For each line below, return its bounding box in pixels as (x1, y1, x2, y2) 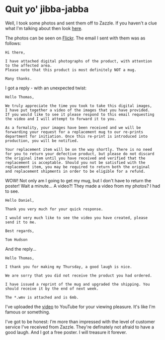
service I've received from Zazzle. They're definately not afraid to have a (5, 324, 154, 330)
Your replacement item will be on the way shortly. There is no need (5, 147, 153, 152)
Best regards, (5, 228, 35, 233)
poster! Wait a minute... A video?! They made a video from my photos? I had (5, 183, 161, 189)
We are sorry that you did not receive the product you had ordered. (5, 273, 153, 278)
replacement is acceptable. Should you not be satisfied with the (5, 160, 146, 165)
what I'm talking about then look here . (5, 25, 83, 31)
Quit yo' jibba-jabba (5, 3, 89, 15)
